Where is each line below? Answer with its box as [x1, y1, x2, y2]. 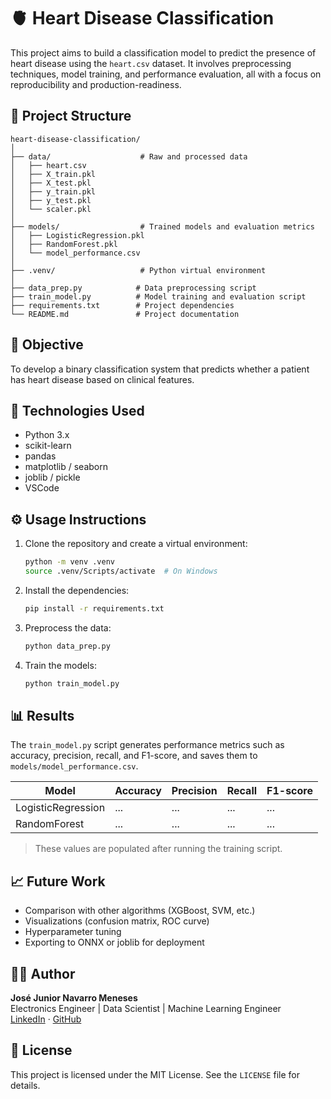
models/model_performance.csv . [10, 760, 139, 772]
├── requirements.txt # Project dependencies [10, 300, 235, 310]
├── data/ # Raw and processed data [10, 151, 248, 162]
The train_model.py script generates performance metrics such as [10, 739, 285, 751]
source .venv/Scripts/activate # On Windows [24, 566, 218, 577]
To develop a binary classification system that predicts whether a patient [10, 363, 310, 375]
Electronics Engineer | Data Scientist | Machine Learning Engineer [10, 1003, 282, 1014]
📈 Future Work [10, 873, 106, 890]
